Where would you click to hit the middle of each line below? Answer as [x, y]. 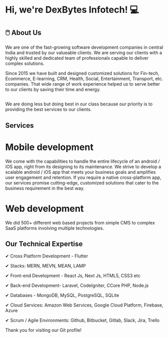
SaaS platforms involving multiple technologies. [55, 228]
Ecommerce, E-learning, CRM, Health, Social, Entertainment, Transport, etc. [84, 79]
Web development [45, 209]
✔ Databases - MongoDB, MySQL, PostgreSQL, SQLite [62, 295]
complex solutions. [25, 63]
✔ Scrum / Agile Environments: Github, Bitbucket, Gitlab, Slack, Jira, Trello [82, 320]
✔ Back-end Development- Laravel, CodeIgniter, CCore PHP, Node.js [77, 286]
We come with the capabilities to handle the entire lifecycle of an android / [83, 161]
